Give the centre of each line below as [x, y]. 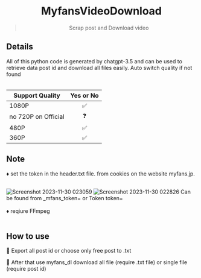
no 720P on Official [37, 117]
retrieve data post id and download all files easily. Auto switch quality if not [99, 68]
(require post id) [26, 269]
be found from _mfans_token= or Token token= [65, 198]
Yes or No [85, 95]
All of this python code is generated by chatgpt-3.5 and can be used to [94, 61]
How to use [28, 236]
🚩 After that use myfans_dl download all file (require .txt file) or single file [97, 262]
